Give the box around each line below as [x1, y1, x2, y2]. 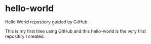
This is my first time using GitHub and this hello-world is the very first [5, 28, 146, 34]
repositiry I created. [5, 33, 45, 39]
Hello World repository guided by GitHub [5, 19, 88, 25]
